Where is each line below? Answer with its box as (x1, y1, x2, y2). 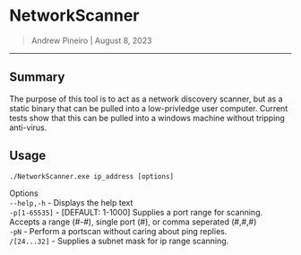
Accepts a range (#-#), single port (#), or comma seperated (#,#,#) (9, 216, 257, 227)
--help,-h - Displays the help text (9, 197, 133, 207)
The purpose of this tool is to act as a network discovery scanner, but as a (9, 93, 284, 104)
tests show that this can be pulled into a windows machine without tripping (9, 112, 285, 123)
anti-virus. (9, 122, 47, 133)
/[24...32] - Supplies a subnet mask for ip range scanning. (9, 235, 229, 246)
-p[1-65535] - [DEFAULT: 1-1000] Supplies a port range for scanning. (9, 207, 262, 217)
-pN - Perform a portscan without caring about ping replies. (9, 225, 228, 236)
